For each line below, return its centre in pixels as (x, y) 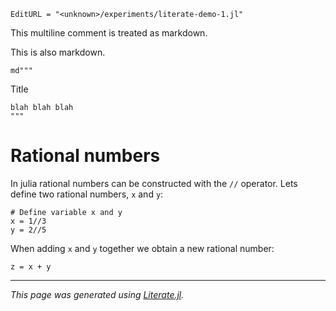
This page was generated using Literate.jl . (97, 294)
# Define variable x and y (66, 212)
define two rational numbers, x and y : (87, 194)
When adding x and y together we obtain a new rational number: (142, 248)
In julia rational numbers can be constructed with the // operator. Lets (154, 183)
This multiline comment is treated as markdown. (109, 33)
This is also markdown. (58, 52)
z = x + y (31, 266)
